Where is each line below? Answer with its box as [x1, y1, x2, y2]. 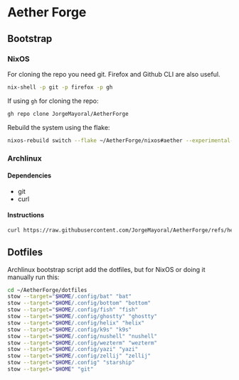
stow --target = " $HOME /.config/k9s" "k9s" [7, 326, 132, 333]
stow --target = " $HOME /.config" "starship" [7, 359, 135, 367]
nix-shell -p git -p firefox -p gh [7, 83, 113, 91]
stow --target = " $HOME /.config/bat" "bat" [7, 293, 132, 300]
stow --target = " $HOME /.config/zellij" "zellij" [7, 352, 152, 359]
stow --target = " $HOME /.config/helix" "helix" [7, 319, 144, 327]
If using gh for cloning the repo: [7, 97, 99, 105]
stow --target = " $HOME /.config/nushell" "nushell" [7, 332, 158, 340]
